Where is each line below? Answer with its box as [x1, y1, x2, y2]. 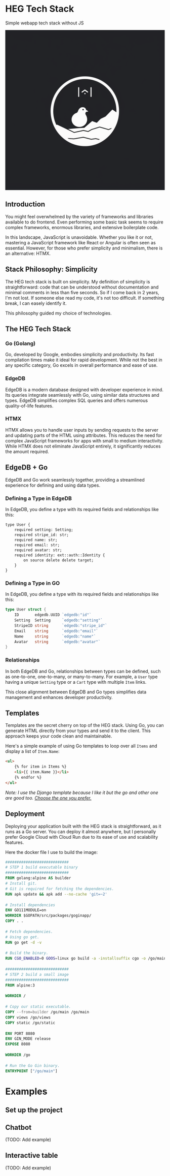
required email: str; [14, 542, 60, 548]
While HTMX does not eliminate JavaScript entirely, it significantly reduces [5, 443, 161, 449]
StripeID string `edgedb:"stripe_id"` [14, 623, 108, 628]
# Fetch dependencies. [5, 929, 53, 934]
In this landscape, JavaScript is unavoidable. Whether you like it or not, [5, 234, 153, 240]
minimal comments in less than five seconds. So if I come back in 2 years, [5, 289, 159, 295]
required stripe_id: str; [14, 532, 69, 537]
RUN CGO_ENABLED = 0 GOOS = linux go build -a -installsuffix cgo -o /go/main [5, 956, 166, 961]
